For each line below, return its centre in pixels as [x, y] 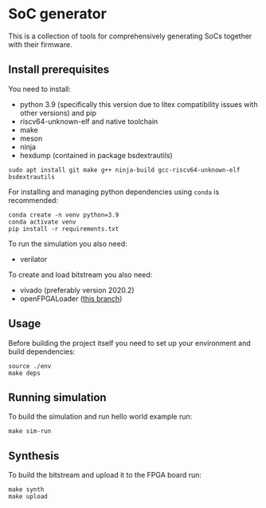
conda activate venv [43, 222]
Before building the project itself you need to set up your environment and [129, 343]
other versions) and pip [58, 113]
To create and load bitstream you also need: [80, 274]
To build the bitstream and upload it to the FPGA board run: [105, 475]
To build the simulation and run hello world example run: [100, 417]
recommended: [33, 200]
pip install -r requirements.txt [64, 228]
